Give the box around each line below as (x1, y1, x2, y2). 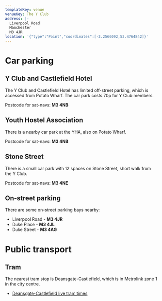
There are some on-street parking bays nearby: (5, 207, 100, 213)
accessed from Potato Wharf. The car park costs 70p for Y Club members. (5, 92, 154, 98)
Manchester (9, 25, 32, 30)
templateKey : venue (5, 7, 45, 12)
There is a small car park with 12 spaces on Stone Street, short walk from (5, 165, 151, 171)
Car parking (5, 55, 54, 66)
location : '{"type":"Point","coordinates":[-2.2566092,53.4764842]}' (5, 35, 149, 39)
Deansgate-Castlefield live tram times (12, 290, 88, 297)
